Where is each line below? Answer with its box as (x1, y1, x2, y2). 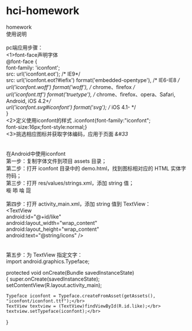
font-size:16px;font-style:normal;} (6, 123, 87, 130)
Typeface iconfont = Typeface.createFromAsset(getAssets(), (6, 293, 156, 299)
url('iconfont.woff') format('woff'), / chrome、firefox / (6, 83, 136, 90)
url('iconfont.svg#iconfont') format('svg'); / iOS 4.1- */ (6, 104, 136, 111)
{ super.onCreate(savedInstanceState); (6, 275, 100, 282)
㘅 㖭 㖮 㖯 (6, 186, 31, 194)
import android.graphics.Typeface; (6, 258, 90, 265)
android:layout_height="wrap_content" (6, 226, 100, 233)
